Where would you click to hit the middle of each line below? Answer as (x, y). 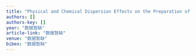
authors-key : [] (26, 22)
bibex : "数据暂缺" (27, 44)
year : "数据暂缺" (26, 28)
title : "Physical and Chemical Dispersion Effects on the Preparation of (98, 11)
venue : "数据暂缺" (27, 38)
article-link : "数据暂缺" (36, 33)
